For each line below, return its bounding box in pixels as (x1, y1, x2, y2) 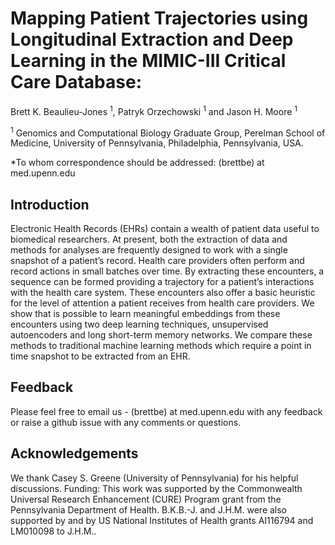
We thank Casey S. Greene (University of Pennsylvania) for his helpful (10, 472, 299, 484)
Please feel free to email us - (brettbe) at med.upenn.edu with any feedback (10, 405, 323, 417)
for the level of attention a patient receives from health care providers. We (10, 297, 315, 309)
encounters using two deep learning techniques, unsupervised (10, 318, 269, 331)
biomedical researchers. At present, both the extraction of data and (10, 233, 288, 246)
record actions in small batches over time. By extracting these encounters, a (10, 265, 325, 277)
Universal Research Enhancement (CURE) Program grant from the (10, 493, 282, 505)
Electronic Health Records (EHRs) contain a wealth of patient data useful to (10, 223, 320, 235)
